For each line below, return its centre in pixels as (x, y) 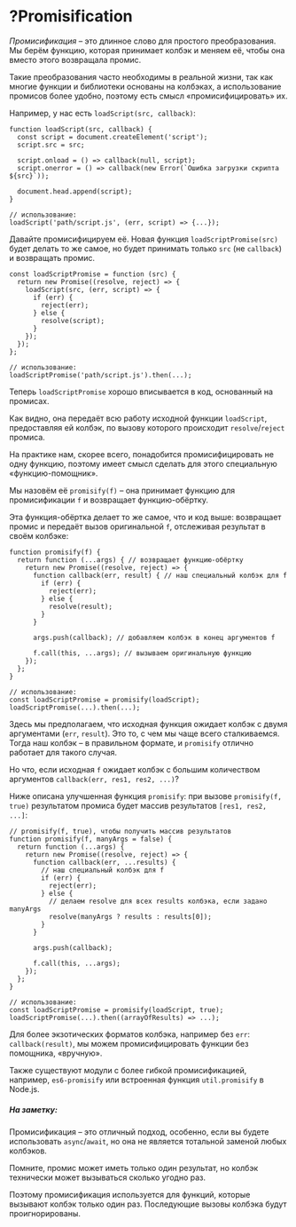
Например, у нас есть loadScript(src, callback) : (103, 113)
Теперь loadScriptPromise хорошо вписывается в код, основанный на (141, 392)
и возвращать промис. (52, 257)
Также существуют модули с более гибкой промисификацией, (128, 1070)
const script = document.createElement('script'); (113, 137)
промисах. (29, 400)
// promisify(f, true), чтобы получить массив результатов (121, 831)
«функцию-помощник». (54, 473)
